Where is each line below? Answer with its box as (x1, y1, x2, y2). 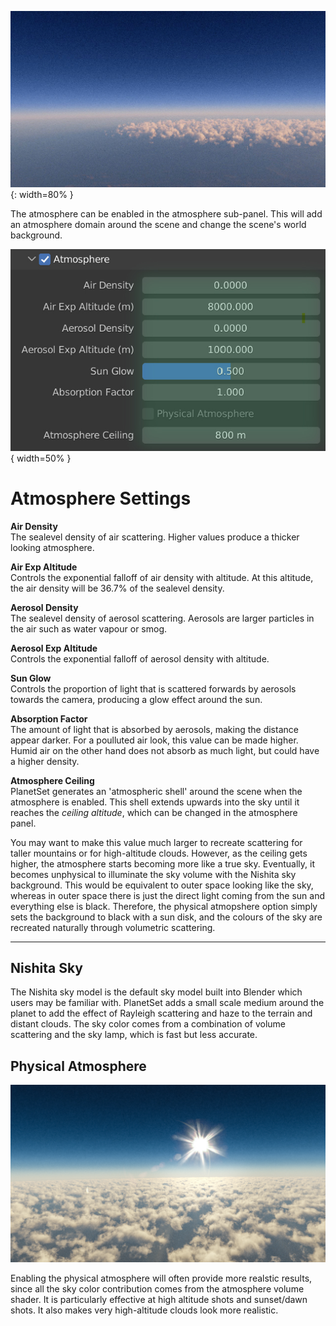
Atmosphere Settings (10, 487, 192, 510)
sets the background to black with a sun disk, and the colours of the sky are (10, 911, 323, 923)
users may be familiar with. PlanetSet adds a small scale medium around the (10, 997, 325, 1009)
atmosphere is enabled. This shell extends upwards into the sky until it (10, 796, 300, 808)
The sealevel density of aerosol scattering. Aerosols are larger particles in (10, 612, 315, 624)
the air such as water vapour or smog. (10, 622, 168, 635)
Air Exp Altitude (10, 561, 78, 573)
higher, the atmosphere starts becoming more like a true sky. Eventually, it (10, 857, 315, 870)
